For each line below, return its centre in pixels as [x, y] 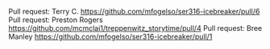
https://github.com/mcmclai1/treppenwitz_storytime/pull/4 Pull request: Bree [135, 28]
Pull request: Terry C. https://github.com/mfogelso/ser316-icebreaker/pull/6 [134, 11]
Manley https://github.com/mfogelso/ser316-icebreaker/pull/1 [110, 36]
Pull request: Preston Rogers [56, 20]
